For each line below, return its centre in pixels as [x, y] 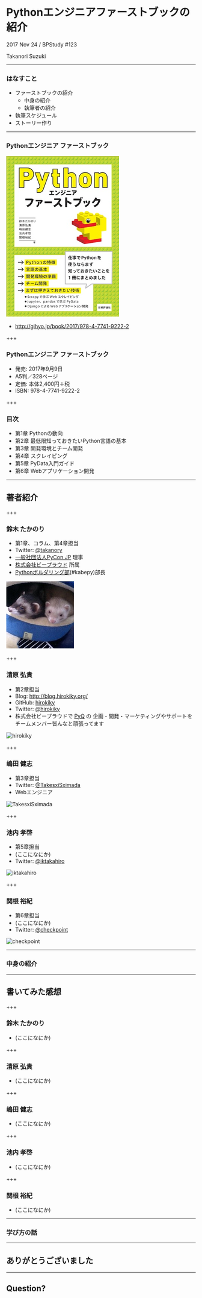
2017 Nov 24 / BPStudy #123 [41, 44]
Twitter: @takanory [38, 550]
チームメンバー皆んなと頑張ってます [59, 723]
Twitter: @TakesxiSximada [48, 785]
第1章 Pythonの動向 [39, 433]
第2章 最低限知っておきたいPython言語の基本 [71, 441]
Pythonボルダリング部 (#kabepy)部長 [60, 572]
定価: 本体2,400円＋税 [42, 384]
